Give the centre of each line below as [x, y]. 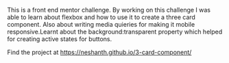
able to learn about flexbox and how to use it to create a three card [101, 17]
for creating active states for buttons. [60, 39]
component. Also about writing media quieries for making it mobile [101, 24]
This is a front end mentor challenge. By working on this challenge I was [109, 10]
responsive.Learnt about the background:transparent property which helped [115, 32]
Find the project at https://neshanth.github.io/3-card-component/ [99, 52]
